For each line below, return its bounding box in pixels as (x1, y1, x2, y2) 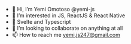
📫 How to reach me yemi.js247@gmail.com (11, 32, 121, 38)
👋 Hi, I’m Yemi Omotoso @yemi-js (11, 6, 95, 12)
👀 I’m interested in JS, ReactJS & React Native (11, 12, 126, 19)
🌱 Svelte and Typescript (11, 18, 71, 25)
